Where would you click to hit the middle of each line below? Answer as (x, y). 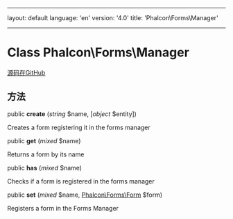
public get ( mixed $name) (44, 140)
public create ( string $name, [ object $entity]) (72, 114)
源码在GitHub (26, 72)
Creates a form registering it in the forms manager (79, 127)
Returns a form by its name (46, 154)
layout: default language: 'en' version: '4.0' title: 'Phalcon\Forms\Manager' (113, 18)
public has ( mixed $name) (44, 168)
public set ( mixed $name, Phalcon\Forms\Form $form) (85, 195)
